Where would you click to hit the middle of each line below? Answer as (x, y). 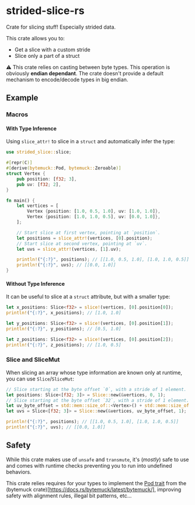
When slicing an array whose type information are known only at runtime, (94, 372)
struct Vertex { (26, 174)
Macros (17, 115)
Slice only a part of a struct (47, 56)
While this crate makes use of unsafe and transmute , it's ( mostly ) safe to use (97, 459)
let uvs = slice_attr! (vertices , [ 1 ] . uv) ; (69, 249)
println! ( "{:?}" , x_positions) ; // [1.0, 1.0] (64, 313)
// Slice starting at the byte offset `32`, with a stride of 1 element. (98, 400)
